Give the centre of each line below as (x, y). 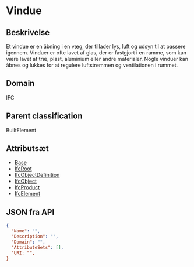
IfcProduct (27, 187)
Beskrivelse (28, 32)
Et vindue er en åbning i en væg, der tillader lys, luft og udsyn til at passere (96, 46)
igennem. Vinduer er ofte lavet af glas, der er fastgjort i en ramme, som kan (96, 53)
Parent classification (44, 116)
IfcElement (27, 194)
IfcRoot (23, 169)
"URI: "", (23, 253)
